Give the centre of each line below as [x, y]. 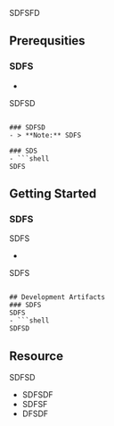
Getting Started [53, 194]
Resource [37, 356]
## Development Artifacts [57, 297]
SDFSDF [37, 395]
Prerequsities [48, 41]
